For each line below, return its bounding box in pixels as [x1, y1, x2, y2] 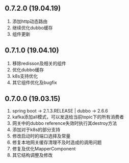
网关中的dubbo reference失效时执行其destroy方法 [12, 120, 117, 126]
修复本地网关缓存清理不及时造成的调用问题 [12, 140, 102, 146]
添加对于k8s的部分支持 [12, 127, 61, 133]
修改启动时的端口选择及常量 [12, 133, 71, 139]
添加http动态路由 [12, 18, 48, 24]
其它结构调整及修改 [12, 152, 53, 158]
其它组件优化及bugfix [12, 79, 57, 86]
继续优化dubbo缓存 [12, 24, 53, 31]
